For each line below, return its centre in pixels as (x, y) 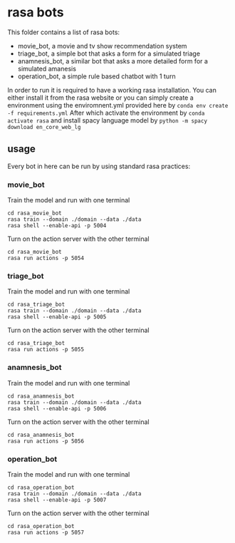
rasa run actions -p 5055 (46, 350)
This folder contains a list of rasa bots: (63, 32)
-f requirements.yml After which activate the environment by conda (106, 113)
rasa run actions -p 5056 (46, 441)
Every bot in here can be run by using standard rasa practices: (99, 166)
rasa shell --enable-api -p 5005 (57, 317)
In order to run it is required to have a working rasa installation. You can (112, 90)
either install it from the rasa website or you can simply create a (100, 98)
